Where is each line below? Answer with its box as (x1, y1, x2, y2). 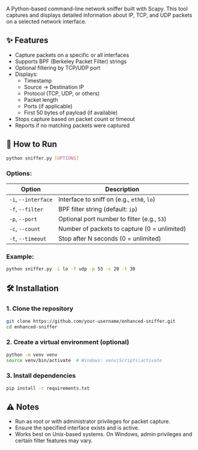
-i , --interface (9, 195, 53, 204)
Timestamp (23, 77, 52, 84)
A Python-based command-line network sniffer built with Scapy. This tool (6, 5, 188, 12)
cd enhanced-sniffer (6, 323, 58, 330)
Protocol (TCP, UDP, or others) (23, 90, 100, 97)
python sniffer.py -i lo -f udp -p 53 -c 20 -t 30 (6, 266, 136, 272)
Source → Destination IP (23, 83, 84, 90)
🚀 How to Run (6, 139, 58, 149)
